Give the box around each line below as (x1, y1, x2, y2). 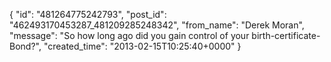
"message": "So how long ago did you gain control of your (9, 30, 250, 41)
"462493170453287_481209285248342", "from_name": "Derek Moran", (9, 19, 305, 31)
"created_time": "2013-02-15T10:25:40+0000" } (43, 40, 242, 52)
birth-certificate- (251, 30, 321, 41)
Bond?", (9, 40, 42, 52)
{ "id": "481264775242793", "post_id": (9, 9, 167, 20)
